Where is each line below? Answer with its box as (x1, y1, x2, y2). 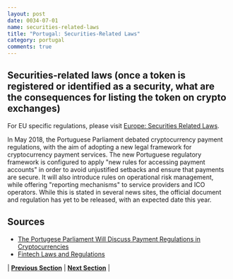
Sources (7, 216, 45, 228)
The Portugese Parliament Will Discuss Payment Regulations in (17, 234, 201, 243)
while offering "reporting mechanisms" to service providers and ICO (7, 180, 205, 188)
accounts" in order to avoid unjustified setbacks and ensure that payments (7, 165, 225, 173)
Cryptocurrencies (17, 242, 69, 251)
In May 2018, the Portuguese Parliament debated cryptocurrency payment (7, 135, 224, 144)
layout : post (7, 10, 46, 18)
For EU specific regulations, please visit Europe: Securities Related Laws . (7, 121, 220, 130)
